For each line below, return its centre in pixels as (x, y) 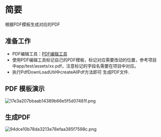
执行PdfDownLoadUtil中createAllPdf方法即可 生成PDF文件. (71, 72)
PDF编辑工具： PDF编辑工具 (40, 53)
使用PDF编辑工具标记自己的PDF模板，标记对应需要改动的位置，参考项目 (84, 60)
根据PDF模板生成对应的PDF (33, 24)
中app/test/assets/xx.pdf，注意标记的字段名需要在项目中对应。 (75, 66)
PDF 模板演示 (25, 89)
